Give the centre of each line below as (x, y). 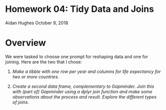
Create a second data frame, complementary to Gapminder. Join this (83, 86)
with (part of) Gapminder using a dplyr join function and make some (82, 91)
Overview (26, 43)
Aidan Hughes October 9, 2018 (37, 23)
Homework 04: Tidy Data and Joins (80, 9)
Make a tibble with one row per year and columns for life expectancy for (86, 71)
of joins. (21, 102)
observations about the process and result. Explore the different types (84, 97)
